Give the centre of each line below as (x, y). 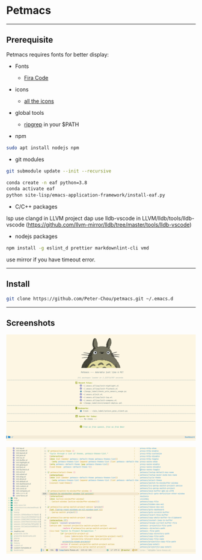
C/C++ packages (36, 207)
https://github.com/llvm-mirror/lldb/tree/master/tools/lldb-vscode (109, 225)
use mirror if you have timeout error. (51, 260)
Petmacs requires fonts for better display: (58, 54)
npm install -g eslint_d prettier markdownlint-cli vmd (78, 248)
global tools (29, 112)
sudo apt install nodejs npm (43, 148)
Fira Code (36, 78)
